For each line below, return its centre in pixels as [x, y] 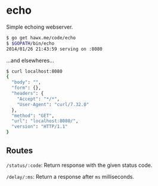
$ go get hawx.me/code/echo [41, 38]
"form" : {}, [27, 88]
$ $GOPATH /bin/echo [30, 43]
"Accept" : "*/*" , [38, 99]
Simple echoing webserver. [40, 27]
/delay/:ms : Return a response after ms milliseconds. [70, 176]
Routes [20, 151]
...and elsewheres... [30, 60]
